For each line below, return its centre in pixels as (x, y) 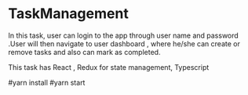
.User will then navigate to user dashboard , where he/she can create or (124, 43)
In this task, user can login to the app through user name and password (124, 35)
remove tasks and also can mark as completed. (84, 52)
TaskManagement (69, 14)
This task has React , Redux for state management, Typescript (109, 67)
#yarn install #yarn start (47, 82)
